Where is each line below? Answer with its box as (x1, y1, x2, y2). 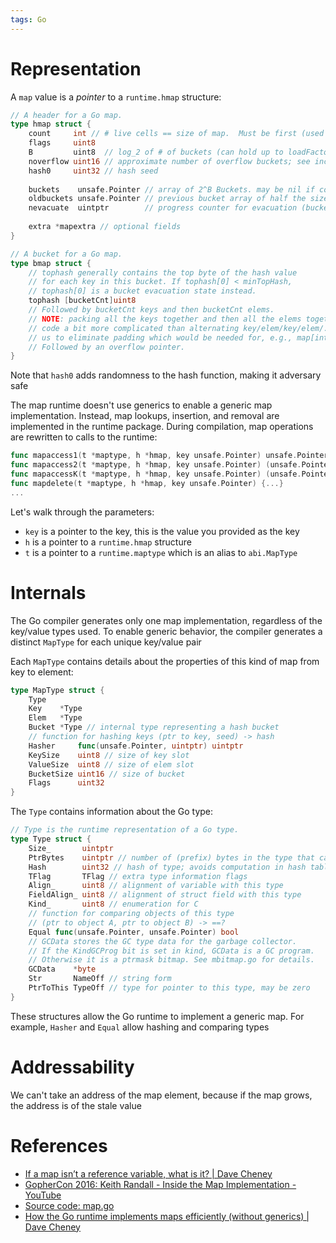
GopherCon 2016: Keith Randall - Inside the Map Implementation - (24, 1178, 297, 1190)
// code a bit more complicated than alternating (28, 323, 240, 333)
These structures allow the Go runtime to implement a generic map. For (10, 1010, 305, 1022)
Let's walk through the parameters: (10, 506, 155, 518)
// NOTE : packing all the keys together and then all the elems (28, 314, 302, 324)
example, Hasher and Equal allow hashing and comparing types (10, 1021, 270, 1033)
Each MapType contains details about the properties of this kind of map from (10, 655, 320, 667)
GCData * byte (28, 964, 97, 975)
